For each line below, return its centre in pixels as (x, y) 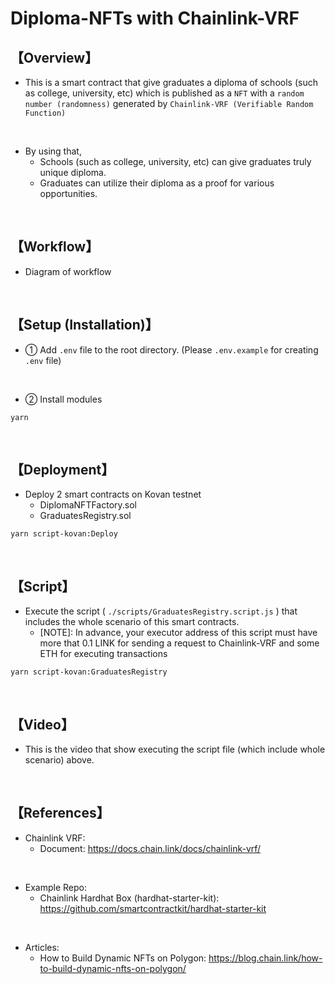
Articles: (42, 947)
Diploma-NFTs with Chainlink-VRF (155, 18)
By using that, (53, 151)
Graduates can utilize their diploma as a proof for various (157, 183)
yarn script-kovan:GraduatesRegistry (89, 672)
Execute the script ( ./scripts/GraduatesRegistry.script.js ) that (161, 611)
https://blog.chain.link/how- (265, 958)
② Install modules (63, 399)
